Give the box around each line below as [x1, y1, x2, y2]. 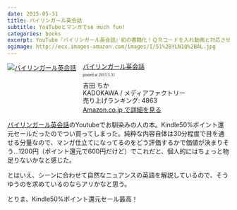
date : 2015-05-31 [7, 10, 59, 18]
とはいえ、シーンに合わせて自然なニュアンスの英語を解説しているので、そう [7, 171, 229, 180]
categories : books [7, 30, 61, 37]
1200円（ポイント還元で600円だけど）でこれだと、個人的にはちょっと [18, 147, 224, 156]
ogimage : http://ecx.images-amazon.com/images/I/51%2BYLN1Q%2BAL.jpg [7, 43, 217, 50]
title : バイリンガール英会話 [7, 17, 83, 24]
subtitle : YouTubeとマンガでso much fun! [7, 23, 126, 30]
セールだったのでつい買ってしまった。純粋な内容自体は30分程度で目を [13, 129, 219, 138]
